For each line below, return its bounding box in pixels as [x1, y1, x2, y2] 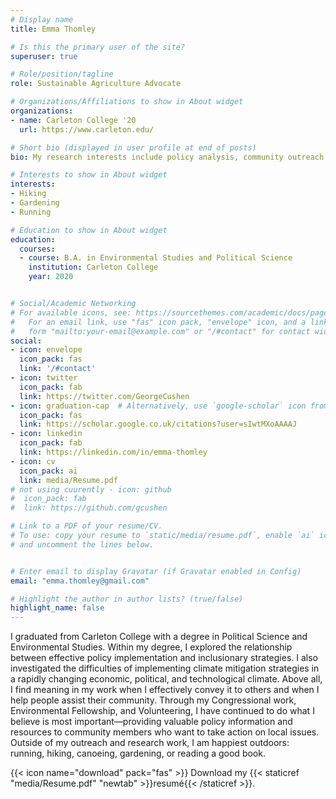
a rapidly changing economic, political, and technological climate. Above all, [10, 673, 323, 685]
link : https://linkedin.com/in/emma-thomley [19, 447, 208, 457]
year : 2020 [28, 272, 74, 282]
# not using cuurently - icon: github [10, 484, 172, 495]
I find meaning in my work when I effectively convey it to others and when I [10, 684, 320, 696]
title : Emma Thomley [10, 24, 97, 34]
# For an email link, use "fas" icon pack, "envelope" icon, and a [10, 317, 307, 327]
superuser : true [10, 51, 78, 61]
